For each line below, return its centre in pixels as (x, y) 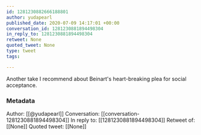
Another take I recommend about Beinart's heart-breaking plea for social (96, 79)
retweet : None (24, 40)
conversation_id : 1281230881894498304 (55, 28)
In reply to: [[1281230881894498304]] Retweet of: (133, 120)
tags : (13, 56)
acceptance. (22, 85)
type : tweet (21, 51)
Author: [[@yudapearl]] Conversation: (53, 113)
